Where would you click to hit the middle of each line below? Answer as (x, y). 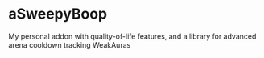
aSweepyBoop (58, 14)
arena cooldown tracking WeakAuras (70, 44)
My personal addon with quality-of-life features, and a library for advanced (132, 36)
